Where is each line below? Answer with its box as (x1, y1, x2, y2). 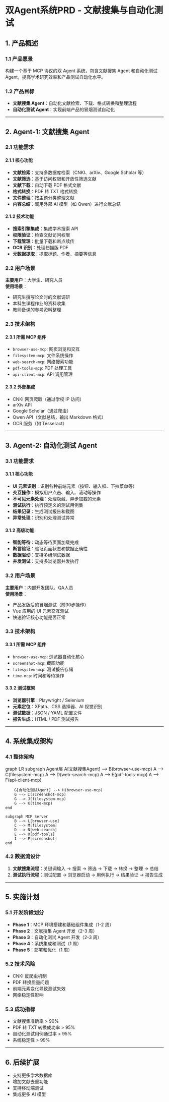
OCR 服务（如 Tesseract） (12, 420, 67, 426)
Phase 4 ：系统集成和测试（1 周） (12, 940, 82, 946)
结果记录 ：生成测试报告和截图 (12, 508, 74, 514)
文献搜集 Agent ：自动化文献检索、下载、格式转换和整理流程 (12, 100, 137, 106)
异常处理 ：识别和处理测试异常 (12, 515, 74, 521)
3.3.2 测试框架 (5, 685, 35, 691)
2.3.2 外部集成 (5, 384, 35, 390)
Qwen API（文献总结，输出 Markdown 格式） (12, 414, 107, 420)
